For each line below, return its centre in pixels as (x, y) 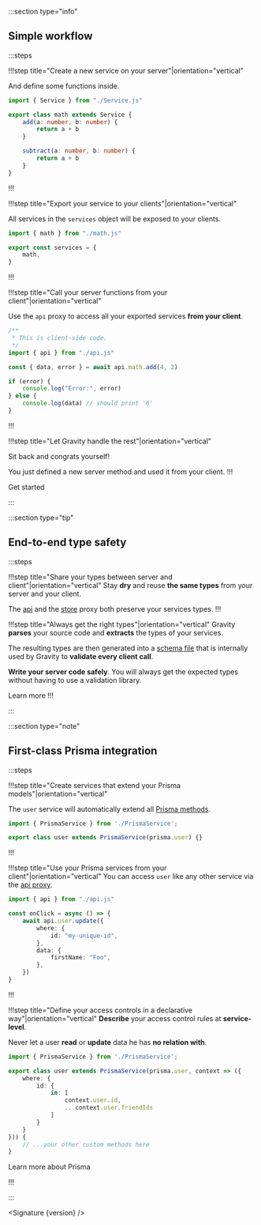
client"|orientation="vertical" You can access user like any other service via (131, 876)
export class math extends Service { (70, 115)
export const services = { (52, 247)
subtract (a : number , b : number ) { (79, 151)
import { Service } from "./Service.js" (76, 100)
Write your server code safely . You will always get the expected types (123, 672)
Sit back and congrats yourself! (59, 456)
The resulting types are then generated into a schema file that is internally (128, 648)
